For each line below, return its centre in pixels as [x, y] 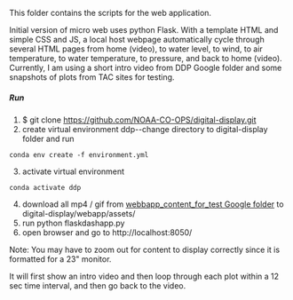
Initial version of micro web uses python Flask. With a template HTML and [144, 30]
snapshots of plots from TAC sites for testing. [92, 77]
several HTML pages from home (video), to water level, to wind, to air [136, 49]
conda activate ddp [45, 187]
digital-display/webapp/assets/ [79, 213]
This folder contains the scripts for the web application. [110, 13]
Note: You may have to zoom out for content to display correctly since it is [145, 249]
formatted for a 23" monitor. [60, 259]
